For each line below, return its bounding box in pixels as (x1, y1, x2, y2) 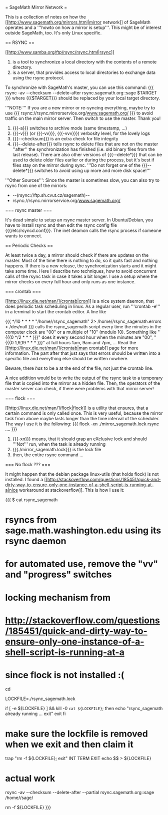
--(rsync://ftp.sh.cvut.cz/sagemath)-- (12, 192, 90, 198)
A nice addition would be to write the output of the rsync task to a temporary (5, 375, 163, 381)
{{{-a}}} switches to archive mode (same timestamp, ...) (12, 125, 127, 131)
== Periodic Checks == (5, 242, 53, 248)
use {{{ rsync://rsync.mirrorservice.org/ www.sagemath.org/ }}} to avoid (5, 110, 153, 116)
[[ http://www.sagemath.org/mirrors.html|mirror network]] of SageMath (5, 19, 151, 25)
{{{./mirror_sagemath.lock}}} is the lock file (12, 447, 101, 452)
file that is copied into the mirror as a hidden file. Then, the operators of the (5, 380, 160, 386)
